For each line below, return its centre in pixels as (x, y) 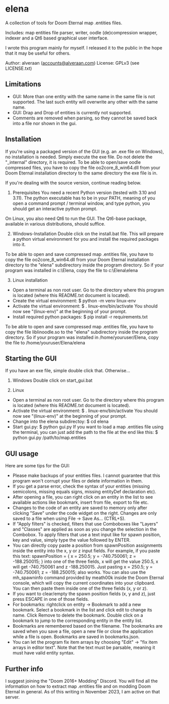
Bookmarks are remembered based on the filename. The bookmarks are (88, 626)
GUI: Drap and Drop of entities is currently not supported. (72, 112)
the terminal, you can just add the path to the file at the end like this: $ (85, 432)
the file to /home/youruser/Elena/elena (45, 342)
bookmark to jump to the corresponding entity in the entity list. (77, 621)
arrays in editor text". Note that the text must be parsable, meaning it (84, 647)
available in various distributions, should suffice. (55, 224)
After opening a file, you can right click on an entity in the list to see (82, 497)
